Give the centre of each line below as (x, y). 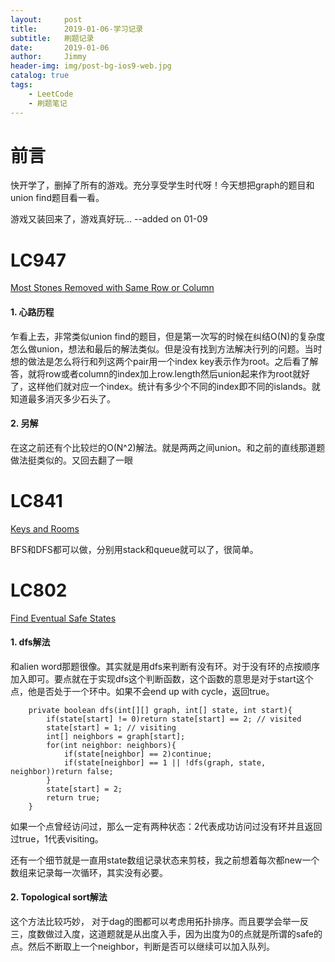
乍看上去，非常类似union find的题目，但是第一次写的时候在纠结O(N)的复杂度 (168, 336)
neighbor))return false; (62, 771)
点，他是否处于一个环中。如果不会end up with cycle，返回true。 (142, 691)
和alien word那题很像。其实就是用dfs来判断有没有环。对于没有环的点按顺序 (165, 666)
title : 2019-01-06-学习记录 (77, 29)
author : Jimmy (48, 57)
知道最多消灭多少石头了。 (63, 398)
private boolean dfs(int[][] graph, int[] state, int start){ (160, 710)
